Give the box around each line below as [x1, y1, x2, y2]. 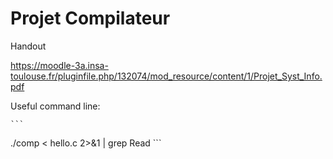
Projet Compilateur [10, 7, 171, 30]
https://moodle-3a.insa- [10, 59, 109, 71]
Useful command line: [10, 100, 101, 112]
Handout [10, 40, 47, 52]
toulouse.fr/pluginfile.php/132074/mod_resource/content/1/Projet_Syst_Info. [10, 70, 323, 82]
